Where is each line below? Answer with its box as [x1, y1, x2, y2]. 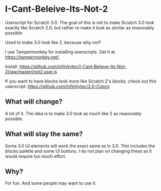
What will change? [5, 98, 62, 106]
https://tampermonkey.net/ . [5, 54, 60, 60]
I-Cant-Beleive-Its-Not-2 [5, 3, 108, 15]
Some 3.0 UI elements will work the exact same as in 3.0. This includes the [5, 143, 155, 149]
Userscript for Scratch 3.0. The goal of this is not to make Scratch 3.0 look [5, 20, 155, 25]
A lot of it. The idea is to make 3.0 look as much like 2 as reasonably [5, 110, 142, 116]
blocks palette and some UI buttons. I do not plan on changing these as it [5, 148, 152, 154]
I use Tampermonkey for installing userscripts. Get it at [5, 49, 115, 55]
